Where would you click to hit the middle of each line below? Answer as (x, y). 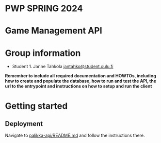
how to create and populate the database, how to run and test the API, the (81, 81)
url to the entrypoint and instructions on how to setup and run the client (79, 86)
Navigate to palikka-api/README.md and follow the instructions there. (75, 135)
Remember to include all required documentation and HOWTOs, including (80, 76)
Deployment (24, 124)
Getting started (36, 106)
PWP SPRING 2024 (44, 9)
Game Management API (54, 31)
